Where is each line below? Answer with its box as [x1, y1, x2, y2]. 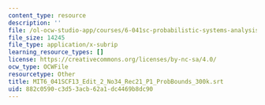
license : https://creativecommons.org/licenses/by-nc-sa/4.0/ [8, 56, 217, 64]
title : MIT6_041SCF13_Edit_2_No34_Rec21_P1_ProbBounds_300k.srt [8, 77, 224, 85]
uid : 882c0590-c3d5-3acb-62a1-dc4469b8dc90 [8, 84, 154, 93]
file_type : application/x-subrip [8, 41, 118, 49]
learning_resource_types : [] [8, 48, 104, 56]
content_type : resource [8, 11, 87, 20]
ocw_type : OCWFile [8, 63, 69, 71]
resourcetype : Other [8, 70, 77, 78]
